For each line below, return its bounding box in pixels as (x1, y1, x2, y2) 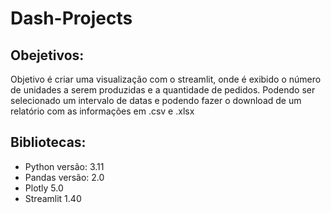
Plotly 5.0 (24, 182, 64, 194)
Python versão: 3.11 (24, 160, 105, 172)
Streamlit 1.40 (24, 192, 82, 204)
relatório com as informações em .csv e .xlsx (10, 105, 195, 117)
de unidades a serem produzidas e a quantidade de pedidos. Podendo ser (10, 84, 316, 96)
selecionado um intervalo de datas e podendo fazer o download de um (10, 95, 302, 106)
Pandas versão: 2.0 (24, 171, 105, 183)
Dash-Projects (10, 7, 133, 30)
